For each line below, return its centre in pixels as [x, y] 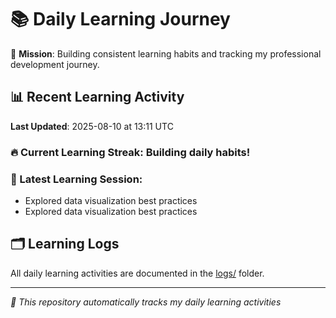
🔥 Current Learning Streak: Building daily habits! [130, 152]
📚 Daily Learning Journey [120, 19]
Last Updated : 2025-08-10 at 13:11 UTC [92, 126]
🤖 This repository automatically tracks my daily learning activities [146, 302]
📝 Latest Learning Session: [76, 179]
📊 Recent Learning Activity [97, 97]
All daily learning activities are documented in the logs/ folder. [137, 273]
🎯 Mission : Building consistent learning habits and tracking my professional [166, 53]
